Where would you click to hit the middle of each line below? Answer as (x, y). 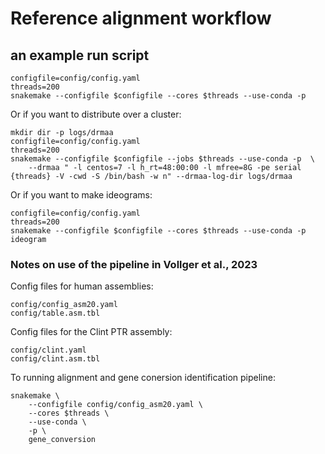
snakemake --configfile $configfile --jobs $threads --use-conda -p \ (162, 159)
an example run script (80, 55)
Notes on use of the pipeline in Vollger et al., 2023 (134, 264)
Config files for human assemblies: (82, 286)
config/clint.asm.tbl (55, 359)
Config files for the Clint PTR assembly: (91, 332)
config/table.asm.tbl (55, 313)
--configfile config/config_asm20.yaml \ (115, 405)
